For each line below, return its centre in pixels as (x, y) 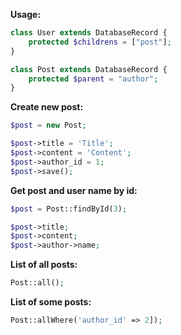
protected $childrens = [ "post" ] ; (100, 42)
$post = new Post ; (48, 125)
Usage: (26, 14)
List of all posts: (44, 265)
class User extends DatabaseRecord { (89, 33)
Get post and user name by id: (74, 190)
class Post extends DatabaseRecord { (89, 69)
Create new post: (47, 107)
